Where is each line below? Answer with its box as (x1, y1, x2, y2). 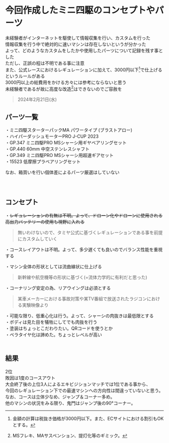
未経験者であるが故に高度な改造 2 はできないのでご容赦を (5, 85, 122, 92)
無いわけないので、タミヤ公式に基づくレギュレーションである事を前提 (17, 229, 163, 235)
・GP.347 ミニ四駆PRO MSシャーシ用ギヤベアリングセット (5, 140, 127, 146)
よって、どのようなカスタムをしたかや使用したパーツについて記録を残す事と (5, 47, 163, 53)
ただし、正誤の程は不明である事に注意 (5, 60, 84, 66)
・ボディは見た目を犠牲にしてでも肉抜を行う (5, 319, 98, 325)
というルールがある (5, 73, 45, 79)
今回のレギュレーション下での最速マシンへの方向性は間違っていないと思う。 (5, 387, 163, 394)
